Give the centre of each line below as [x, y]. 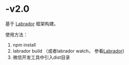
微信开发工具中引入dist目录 [41, 57]
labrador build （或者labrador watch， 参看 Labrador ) [68, 51]
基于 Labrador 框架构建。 [32, 24]
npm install [24, 45]
